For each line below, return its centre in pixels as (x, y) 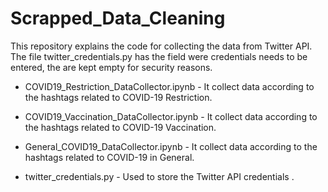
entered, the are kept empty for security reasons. (111, 67)
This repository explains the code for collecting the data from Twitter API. (161, 46)
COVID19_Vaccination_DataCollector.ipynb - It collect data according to (171, 116)
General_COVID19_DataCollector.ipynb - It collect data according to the (171, 146)
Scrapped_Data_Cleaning (118, 18)
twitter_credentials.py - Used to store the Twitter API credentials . (159, 176)
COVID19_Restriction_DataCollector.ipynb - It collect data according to (169, 86)
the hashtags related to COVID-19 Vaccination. (120, 127)
